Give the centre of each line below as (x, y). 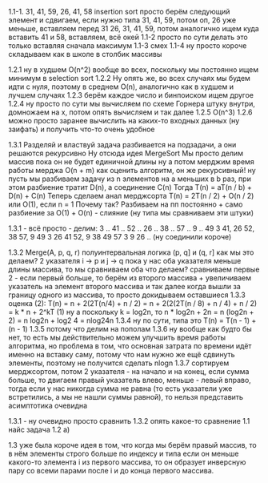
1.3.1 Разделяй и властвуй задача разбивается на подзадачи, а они (122, 145)
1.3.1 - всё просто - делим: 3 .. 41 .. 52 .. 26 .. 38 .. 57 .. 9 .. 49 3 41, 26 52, (132, 228)
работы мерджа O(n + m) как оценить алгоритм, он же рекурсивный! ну (132, 170)
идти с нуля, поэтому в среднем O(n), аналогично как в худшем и (121, 87)
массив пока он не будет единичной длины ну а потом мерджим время (131, 162)
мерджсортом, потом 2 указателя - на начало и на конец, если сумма (129, 371)
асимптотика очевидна (48, 405)
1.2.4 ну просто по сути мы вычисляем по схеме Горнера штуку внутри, (132, 104)
